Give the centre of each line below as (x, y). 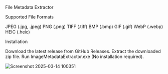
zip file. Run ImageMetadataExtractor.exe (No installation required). (74, 56)
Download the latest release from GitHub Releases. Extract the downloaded (83, 51)
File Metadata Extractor (29, 7)
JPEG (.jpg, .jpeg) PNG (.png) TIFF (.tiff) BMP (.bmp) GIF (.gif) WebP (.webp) (84, 26)
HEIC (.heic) (18, 32)
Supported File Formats (30, 17)
